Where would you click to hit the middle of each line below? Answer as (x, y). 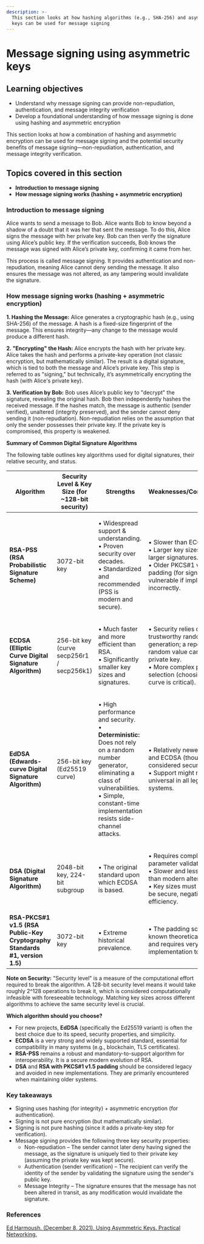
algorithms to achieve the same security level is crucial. (76, 1004)
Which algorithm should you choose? (54, 1016)
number (109, 757)
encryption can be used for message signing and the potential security (95, 141)
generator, (113, 765)
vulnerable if (166, 580)
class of (109, 780)
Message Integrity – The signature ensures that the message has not (110, 1186)
